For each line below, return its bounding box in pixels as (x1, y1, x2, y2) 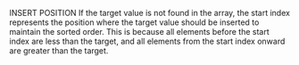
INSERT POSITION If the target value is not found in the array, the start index (9, 8, 290, 18)
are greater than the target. (9, 45, 109, 56)
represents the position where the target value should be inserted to (9, 17, 260, 28)
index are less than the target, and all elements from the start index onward (9, 36, 286, 46)
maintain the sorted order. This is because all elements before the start (9, 27, 270, 37)
